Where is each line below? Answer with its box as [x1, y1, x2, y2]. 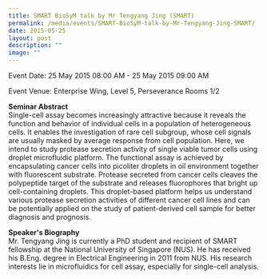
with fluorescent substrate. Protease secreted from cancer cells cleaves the [8, 169, 258, 179]
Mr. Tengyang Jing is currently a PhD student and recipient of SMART [8, 237, 238, 245]
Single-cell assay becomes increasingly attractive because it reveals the [8, 110, 246, 120]
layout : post [8, 34, 52, 42]
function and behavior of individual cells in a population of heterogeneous [8, 119, 252, 128]
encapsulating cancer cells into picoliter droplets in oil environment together [8, 161, 259, 170]
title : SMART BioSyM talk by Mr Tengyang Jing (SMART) [8, 11, 195, 20]
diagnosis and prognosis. [8, 213, 92, 221]
